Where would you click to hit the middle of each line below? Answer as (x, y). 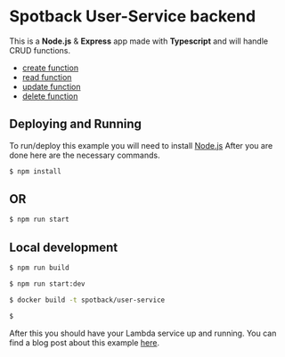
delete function (50, 96)
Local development (64, 247)
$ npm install (36, 171)
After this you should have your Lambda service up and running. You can (143, 333)
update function (51, 86)
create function (50, 68)
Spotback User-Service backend (133, 16)
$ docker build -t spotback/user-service (87, 300)
